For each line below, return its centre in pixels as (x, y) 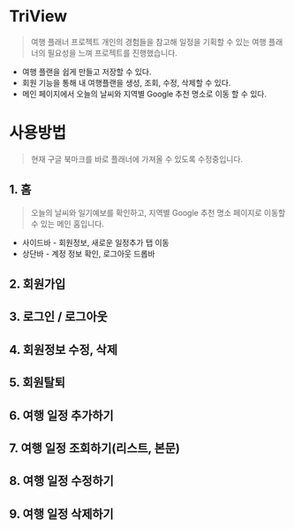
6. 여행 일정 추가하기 (61, 415)
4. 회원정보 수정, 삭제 (63, 350)
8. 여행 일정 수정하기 (62, 481)
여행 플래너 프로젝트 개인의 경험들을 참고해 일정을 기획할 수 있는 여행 (148, 42)
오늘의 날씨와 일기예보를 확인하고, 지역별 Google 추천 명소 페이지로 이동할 (158, 212)
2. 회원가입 (38, 284)
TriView (38, 16)
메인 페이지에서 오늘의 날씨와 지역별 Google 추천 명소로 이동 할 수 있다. (144, 94)
